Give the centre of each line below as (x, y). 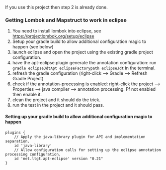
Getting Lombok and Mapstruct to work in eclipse (66, 20)
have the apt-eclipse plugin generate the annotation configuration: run (84, 63)
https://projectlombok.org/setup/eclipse (53, 36)
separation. (17, 141)
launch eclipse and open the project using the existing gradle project (83, 52)
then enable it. (27, 95)
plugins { (15, 132)
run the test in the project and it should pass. (58, 105)
